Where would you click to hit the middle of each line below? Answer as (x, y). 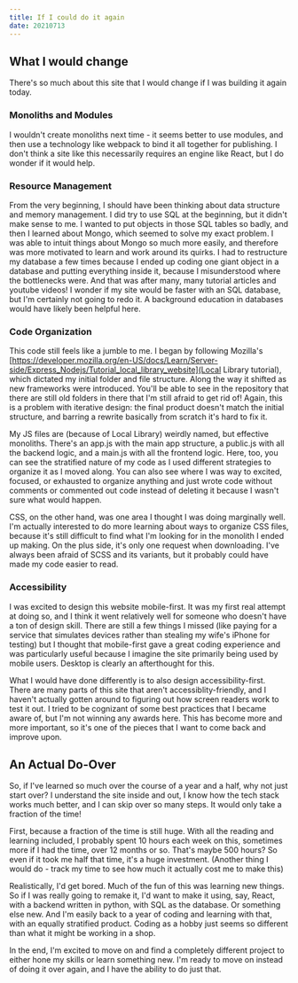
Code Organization (51, 332)
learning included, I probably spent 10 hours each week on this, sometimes (146, 841)
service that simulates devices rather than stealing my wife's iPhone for (140, 635)
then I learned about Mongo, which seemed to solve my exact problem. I (141, 233)
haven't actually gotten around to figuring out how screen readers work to (144, 699)
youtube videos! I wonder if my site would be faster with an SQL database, (145, 290)
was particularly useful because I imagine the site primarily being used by (144, 653)
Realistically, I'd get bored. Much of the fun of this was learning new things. (147, 886)
